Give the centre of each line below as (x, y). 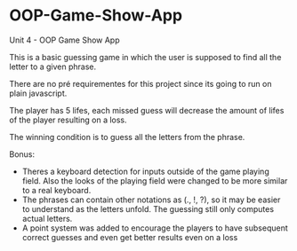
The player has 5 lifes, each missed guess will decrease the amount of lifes (147, 110)
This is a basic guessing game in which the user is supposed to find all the (145, 57)
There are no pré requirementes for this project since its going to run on (140, 83)
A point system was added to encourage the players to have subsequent (155, 228)
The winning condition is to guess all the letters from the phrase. (127, 137)
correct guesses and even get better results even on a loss (130, 237)
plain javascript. (38, 93)
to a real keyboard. (56, 190)
